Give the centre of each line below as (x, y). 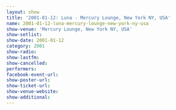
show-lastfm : (23, 57)
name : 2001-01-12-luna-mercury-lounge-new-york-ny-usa (78, 23)
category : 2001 (26, 46)
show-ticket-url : (28, 86)
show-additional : (28, 97)
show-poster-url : (28, 80)
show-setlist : (24, 35)
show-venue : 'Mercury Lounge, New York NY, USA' (69, 29)
